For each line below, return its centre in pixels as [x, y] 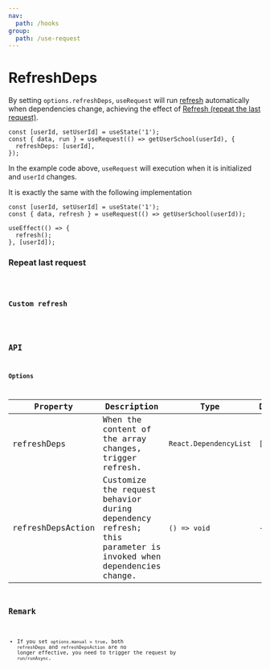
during [117, 509]
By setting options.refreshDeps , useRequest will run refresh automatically [129, 101]
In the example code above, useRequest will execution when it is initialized [130, 168]
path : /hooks [37, 23]
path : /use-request [48, 38]
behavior [122, 500]
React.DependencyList [210, 444]
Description [132, 407]
